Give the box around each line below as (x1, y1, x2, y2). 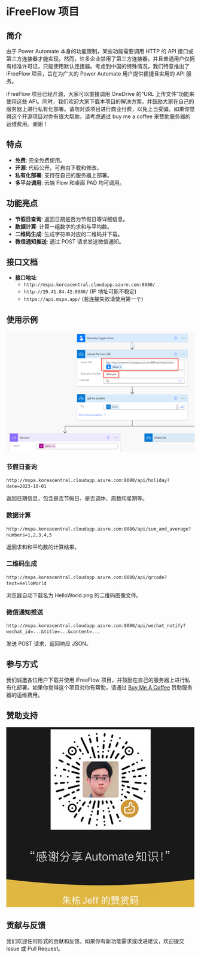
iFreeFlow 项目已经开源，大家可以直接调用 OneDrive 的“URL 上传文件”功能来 (6, 91, 195, 97)
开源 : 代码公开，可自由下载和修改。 (14, 164, 102, 171)
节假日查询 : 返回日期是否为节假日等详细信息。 (14, 215, 129, 222)
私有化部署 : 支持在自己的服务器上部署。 (14, 171, 112, 179)
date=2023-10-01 (6, 483, 47, 490)
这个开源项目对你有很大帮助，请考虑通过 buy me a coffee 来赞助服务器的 (11, 113, 191, 120)
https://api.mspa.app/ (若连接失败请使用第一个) (23, 296, 144, 303)
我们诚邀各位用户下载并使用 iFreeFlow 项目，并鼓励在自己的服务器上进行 (6, 676, 185, 683)
